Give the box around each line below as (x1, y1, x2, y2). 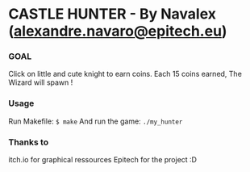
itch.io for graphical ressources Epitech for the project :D (8, 155, 198, 165)
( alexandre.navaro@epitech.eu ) (8, 22, 227, 40)
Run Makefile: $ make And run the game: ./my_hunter (8, 116, 183, 126)
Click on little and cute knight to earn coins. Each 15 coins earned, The (8, 69, 242, 79)
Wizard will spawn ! (8, 78, 73, 87)
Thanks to (8, 136, 49, 148)
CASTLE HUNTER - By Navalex (8, 5, 216, 23)
